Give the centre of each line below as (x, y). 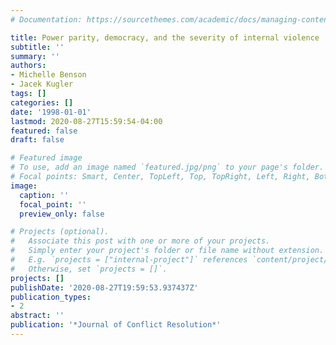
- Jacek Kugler (42, 84)
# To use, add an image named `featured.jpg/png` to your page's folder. (167, 167)
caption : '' (44, 195)
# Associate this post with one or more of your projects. (140, 241)
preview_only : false (62, 214)
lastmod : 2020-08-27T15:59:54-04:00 (86, 121)
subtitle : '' (37, 47)
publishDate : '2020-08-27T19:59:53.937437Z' (104, 287)
